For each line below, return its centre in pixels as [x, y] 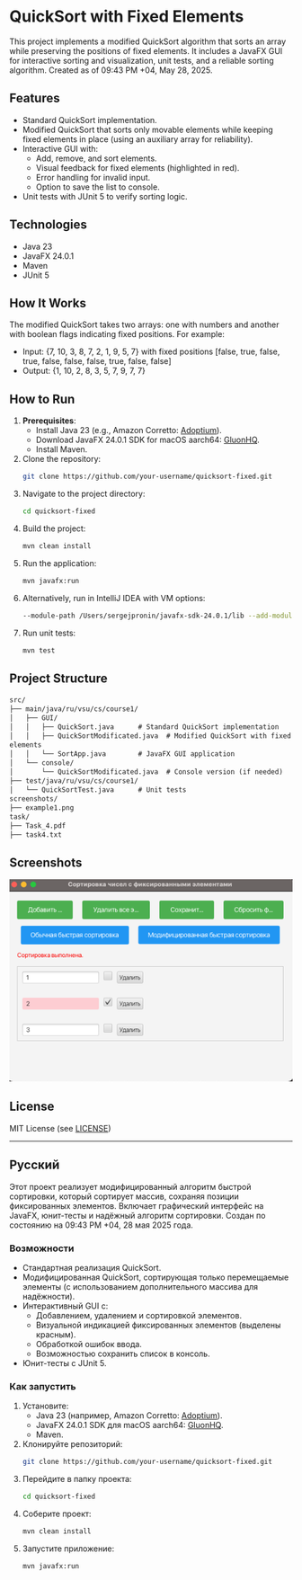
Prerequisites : [49, 421]
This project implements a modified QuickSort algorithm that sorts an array [148, 41]
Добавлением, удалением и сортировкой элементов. [139, 1315]
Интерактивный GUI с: [65, 1306]
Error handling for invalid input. [93, 177]
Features [35, 98]
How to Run [42, 399]
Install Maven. [62, 449]
